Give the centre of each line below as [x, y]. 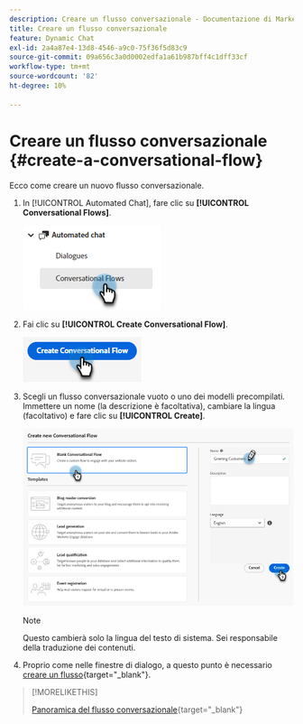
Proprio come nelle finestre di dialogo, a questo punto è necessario [147, 665]
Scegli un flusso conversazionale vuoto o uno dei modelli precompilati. [154, 396]
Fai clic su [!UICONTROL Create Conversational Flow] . [125, 324]
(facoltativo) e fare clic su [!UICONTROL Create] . [114, 415]
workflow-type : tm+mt [50, 67]
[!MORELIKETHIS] [64, 692]
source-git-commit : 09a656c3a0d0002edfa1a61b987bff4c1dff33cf [129, 57]
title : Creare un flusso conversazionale [88, 28]
